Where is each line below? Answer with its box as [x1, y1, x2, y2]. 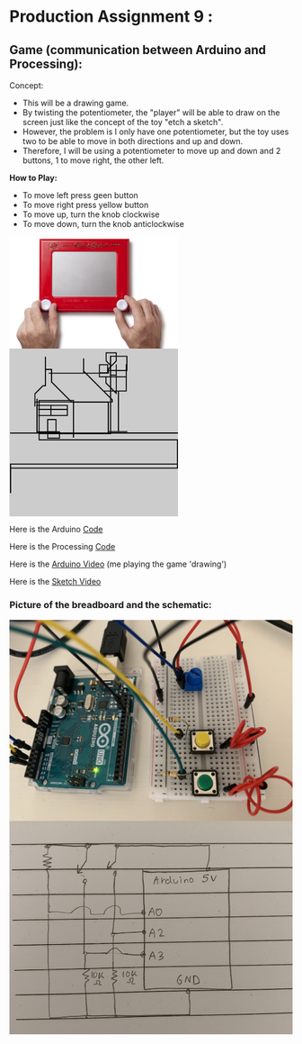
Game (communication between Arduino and [9, 42, 267, 58]
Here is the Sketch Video [9, 576, 102, 587]
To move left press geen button [22, 190, 139, 200]
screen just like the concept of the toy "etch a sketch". [22, 117, 224, 127]
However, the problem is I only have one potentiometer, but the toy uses [22, 126, 289, 137]
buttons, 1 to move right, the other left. [22, 155, 164, 166]
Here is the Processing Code [9, 541, 116, 552]
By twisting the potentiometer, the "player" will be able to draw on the [22, 107, 280, 118]
